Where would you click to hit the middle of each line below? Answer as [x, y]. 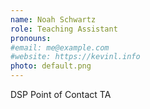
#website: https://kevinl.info [75, 57]
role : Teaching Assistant [64, 29]
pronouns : [31, 38]
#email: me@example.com [60, 47]
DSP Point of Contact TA [61, 94]
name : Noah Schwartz [53, 19]
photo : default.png [51, 66]
